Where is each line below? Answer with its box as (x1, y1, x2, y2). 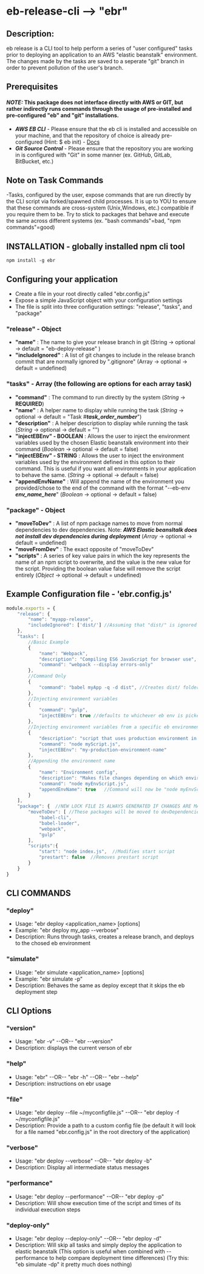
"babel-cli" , (38, 815, 72, 821)
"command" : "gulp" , (38, 707, 88, 713)
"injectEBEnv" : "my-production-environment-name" (38, 747, 167, 753)
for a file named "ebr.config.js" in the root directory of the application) (15, 1128, 190, 1135)
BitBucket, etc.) (15, 157, 54, 165)
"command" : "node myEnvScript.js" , (38, 781, 129, 787)
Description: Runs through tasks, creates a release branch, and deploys (15, 933, 194, 940)
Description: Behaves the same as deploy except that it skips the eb (15, 982, 185, 989)
